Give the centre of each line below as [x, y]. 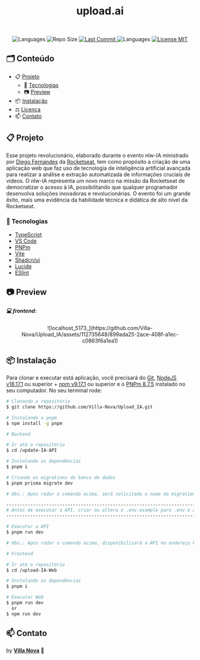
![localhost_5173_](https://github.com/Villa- [100, 328]
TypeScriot [28, 234]
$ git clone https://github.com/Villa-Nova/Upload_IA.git [79, 407]
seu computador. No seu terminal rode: [54, 390]
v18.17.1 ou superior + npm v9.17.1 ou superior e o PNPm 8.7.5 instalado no [96, 384]
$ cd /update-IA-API [32, 450]
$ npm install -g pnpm [34, 423]
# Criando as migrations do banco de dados [61, 477]
